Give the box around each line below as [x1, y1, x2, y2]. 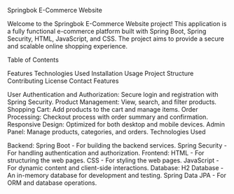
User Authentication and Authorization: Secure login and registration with [7, 91, 219, 98]
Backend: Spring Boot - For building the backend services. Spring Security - [7, 141, 228, 150]
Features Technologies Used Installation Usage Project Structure [7, 70, 194, 77]
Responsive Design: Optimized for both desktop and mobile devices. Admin [7, 120, 226, 129]
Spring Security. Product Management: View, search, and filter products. [7, 98, 217, 106]
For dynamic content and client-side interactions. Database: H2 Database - [7, 164, 224, 172]
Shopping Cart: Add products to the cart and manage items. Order [7, 105, 198, 113]
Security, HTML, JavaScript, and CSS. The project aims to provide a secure [7, 34, 224, 43]
